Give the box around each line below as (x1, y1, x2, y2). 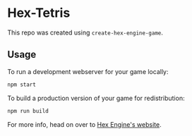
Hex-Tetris (7, 5, 71, 21)
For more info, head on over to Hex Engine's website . (7, 120, 162, 128)
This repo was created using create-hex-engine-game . (7, 28, 164, 37)
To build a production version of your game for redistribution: (7, 94, 185, 102)
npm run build (7, 107, 49, 114)
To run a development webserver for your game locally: (7, 67, 169, 75)
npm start (7, 81, 37, 88)
